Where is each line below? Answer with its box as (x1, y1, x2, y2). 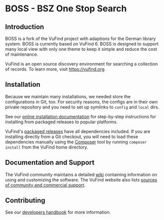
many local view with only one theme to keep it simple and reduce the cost (5, 46, 157, 52)
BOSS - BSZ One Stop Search (5, 3, 127, 14)
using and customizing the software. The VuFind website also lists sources (5, 177, 157, 183)
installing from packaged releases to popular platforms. (5, 119, 118, 125)
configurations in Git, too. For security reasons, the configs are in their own (5, 99, 158, 105)
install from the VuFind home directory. (5, 144, 88, 150)
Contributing (5, 196, 45, 205)
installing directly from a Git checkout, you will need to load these (5, 134, 138, 140)
